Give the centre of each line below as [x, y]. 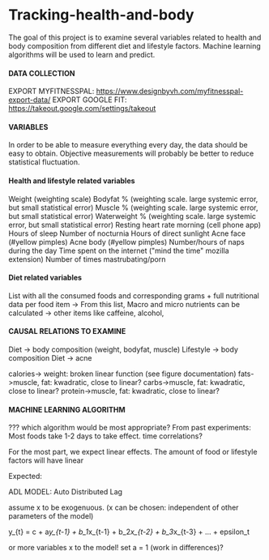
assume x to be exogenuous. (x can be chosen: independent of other [124, 507]
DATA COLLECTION [42, 73]
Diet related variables [45, 278]
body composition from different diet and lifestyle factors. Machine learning [134, 45]
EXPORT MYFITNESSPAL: [51, 92]
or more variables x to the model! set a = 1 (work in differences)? [116, 548]
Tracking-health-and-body [101, 15]
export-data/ [30, 100]
